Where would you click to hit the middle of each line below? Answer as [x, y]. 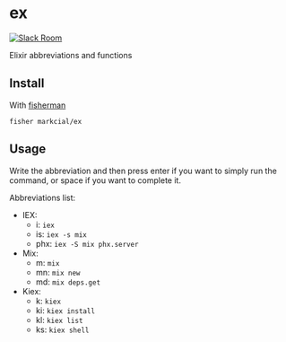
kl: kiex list [59, 320]
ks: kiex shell [62, 329]
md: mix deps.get [68, 282]
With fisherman [38, 105]
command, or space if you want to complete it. [95, 180]
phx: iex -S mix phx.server [87, 243]
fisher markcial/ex [46, 121]
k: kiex [48, 301]
